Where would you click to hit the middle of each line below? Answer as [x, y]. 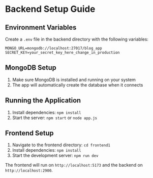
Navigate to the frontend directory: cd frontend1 [61, 145]
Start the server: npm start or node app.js [55, 118]
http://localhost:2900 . [29, 170]
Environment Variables [41, 27]
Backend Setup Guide [50, 9]
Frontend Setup [30, 133]
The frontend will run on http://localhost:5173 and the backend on [74, 165]
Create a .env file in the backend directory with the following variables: [77, 39]
